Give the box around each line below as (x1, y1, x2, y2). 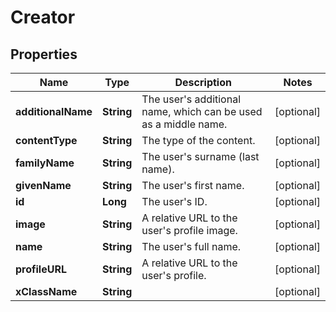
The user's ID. (141, 195, 208, 208)
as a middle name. (141, 117, 228, 131)
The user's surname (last (141, 150, 260, 163)
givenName (15, 179, 72, 192)
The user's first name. (141, 179, 245, 192)
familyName (15, 156, 75, 170)
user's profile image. (141, 224, 238, 237)
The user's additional (141, 92, 242, 106)
